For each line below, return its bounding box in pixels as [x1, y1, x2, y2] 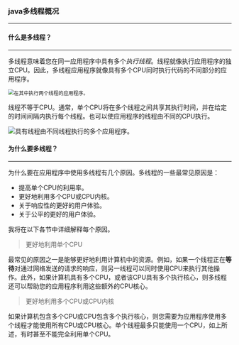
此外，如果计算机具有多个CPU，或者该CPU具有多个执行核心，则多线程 [20, 273, 228, 281]
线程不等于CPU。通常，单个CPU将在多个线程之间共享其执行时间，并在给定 [8, 103, 228, 111]
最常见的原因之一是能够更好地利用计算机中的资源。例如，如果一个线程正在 [8, 255, 226, 263]
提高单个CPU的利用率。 [18, 183, 88, 192]
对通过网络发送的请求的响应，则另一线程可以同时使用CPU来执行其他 [14, 264, 214, 273]
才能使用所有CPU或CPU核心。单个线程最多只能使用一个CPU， [26, 321, 209, 329]
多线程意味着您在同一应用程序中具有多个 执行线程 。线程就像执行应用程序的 [8, 57, 226, 65]
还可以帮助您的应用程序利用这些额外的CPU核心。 [8, 282, 152, 290]
